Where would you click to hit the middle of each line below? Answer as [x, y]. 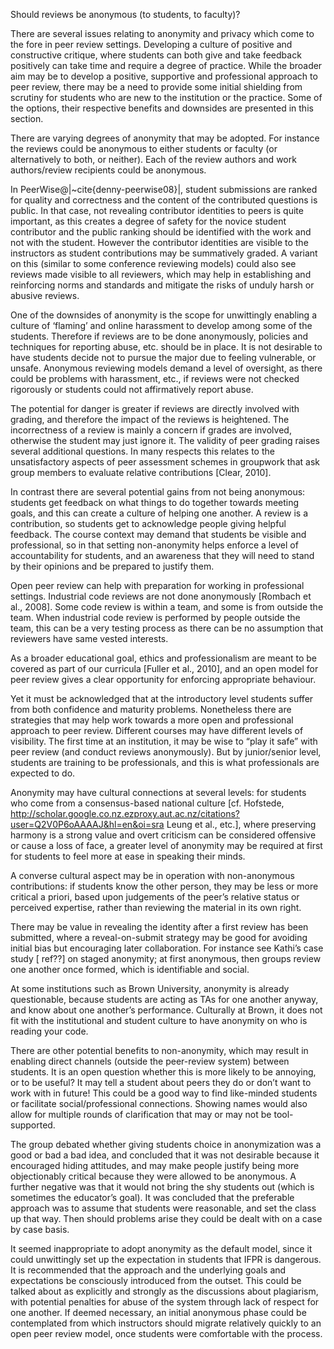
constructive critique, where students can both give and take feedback [156, 55]
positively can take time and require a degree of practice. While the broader [166, 65]
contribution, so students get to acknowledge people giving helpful [148, 523]
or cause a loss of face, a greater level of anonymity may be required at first [166, 845]
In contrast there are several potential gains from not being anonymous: [158, 492]
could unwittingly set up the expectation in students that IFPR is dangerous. [166, 1259]
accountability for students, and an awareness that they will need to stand [162, 555]
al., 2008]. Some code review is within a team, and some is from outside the [167, 607]
